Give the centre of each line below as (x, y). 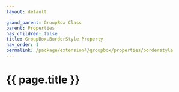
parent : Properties (31, 28)
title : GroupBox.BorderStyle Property (55, 39)
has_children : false (32, 33)
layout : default (26, 12)
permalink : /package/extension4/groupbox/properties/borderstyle (89, 50)
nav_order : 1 (23, 45)
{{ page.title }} (43, 80)
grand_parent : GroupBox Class (44, 22)
